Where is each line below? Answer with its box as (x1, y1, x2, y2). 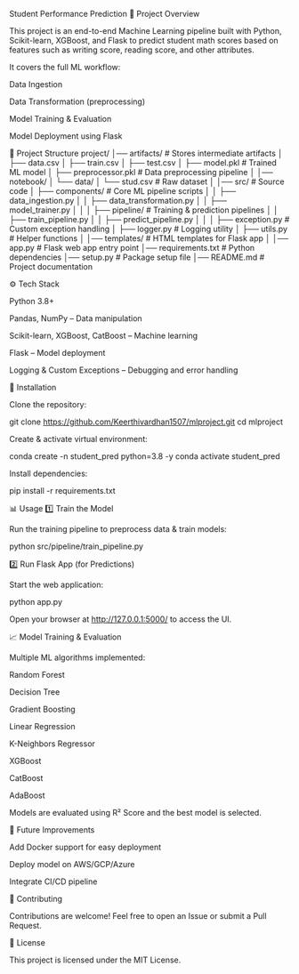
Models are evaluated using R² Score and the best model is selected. (9, 808, 263, 817)
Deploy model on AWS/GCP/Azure (9, 859, 135, 869)
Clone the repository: (9, 399, 87, 409)
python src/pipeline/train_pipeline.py (9, 541, 144, 551)
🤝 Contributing (9, 894, 63, 904)
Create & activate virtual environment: (9, 434, 149, 444)
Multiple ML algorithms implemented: (9, 652, 146, 663)
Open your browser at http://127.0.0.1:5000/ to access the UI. (9, 614, 232, 624)
